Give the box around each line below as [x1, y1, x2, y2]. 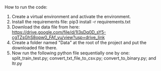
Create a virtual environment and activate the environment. [11, 14, 131, 19]
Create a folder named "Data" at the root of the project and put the [11, 40, 147, 46]
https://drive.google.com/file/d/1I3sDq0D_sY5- [11, 29, 107, 35]
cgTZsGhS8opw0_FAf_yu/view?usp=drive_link [11, 34, 105, 40]
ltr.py [11, 61, 23, 66]
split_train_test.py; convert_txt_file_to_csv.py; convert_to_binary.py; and [11, 55, 157, 61]
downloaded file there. [11, 45, 57, 50]
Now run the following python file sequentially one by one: [11, 50, 130, 56]
